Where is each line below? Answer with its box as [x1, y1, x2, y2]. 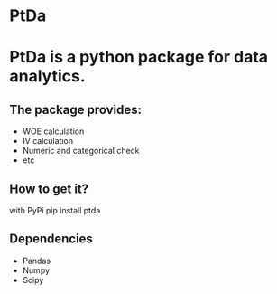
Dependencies [9, 232, 93, 247]
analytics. [9, 66, 86, 87]
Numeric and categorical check [22, 146, 140, 156]
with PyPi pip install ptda [9, 205, 101, 215]
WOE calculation [22, 126, 85, 137]
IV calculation [22, 136, 74, 147]
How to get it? [9, 181, 89, 196]
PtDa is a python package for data [9, 47, 269, 68]
